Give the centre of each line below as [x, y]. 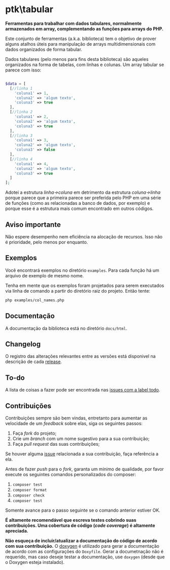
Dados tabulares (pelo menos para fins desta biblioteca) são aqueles [77, 59]
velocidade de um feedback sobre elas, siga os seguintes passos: [74, 423]
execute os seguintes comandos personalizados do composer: [71, 474]
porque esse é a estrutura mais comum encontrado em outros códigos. [79, 208]
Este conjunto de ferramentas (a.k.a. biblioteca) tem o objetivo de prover [81, 39]
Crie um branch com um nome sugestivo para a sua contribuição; [81, 438]
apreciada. [17, 530]
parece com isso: [23, 70]
